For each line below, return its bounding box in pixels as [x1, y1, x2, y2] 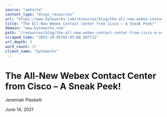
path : [5, 30, 16, 35]
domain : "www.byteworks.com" [5, 26, 66, 31]
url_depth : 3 [5, 40, 32, 45]
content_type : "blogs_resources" [5, 12, 75, 17]
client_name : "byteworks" [5, 49, 59, 54]
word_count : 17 [5, 44, 37, 49]
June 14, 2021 [5, 107, 34, 113]
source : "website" [5, 7, 43, 12]
